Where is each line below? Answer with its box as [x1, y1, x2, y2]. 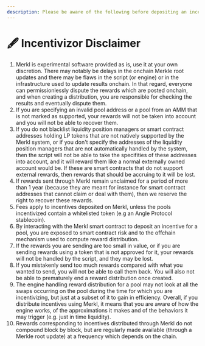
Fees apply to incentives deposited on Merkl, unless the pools [15, 203, 171, 210]
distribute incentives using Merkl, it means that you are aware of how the [15, 300, 199, 308]
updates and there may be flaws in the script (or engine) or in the [15, 74, 179, 81]
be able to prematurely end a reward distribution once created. [15, 274, 173, 281]
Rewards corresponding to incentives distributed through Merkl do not [15, 319, 192, 327]
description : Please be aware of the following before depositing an [7, 9, 187, 15]
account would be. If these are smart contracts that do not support [15, 164, 183, 171]
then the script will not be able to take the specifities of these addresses [15, 151, 197, 158]
